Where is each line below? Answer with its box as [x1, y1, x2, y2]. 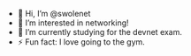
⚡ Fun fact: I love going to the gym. [17, 37, 146, 47]
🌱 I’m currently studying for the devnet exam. [17, 27, 183, 37]
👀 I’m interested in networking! [17, 17, 130, 28]
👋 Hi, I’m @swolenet [17, 9, 91, 18]
